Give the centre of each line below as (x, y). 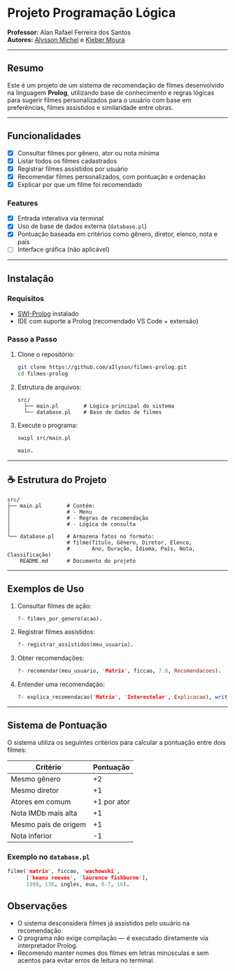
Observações (37, 906)
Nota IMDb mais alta (44, 813)
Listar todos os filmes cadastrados (67, 161)
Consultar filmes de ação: (55, 606)
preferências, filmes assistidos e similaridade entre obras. (90, 107)
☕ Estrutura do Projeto (57, 480)
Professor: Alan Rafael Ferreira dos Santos (69, 32)
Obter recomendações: (51, 658)
